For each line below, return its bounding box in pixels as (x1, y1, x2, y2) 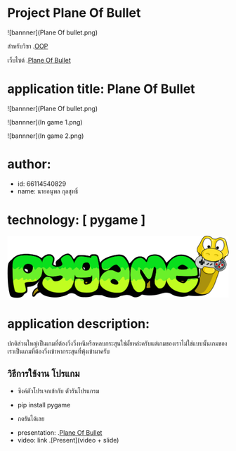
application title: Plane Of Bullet (7, 81, 195, 97)
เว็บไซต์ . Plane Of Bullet (7, 56, 72, 64)
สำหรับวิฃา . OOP (7, 42, 48, 50)
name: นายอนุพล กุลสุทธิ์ (17, 186, 79, 195)
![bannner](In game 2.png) (7, 132, 84, 140)
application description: (7, 316, 150, 332)
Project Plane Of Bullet (7, 5, 141, 21)
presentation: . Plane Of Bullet (17, 428, 103, 437)
